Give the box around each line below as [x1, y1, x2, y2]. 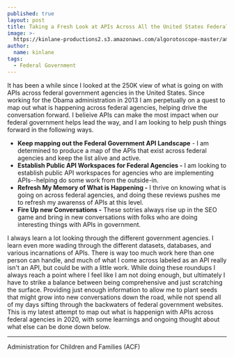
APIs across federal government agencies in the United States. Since [7, 88, 205, 97]
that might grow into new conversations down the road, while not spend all [7, 293, 221, 301]
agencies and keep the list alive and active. [17, 154, 141, 162]
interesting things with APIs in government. [17, 220, 141, 228]
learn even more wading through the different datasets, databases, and [7, 241, 212, 249]
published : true [7, 10, 54, 17]
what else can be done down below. [7, 322, 111, 331]
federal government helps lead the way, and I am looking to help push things [7, 118, 227, 126]
